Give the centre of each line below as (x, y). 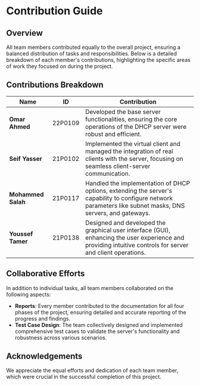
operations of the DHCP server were (136, 126)
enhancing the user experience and (135, 238)
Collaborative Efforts (46, 274)
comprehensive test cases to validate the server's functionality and (97, 331)
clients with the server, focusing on (134, 158)
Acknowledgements (44, 357)
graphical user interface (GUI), (128, 230)
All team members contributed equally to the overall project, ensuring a (93, 47)
